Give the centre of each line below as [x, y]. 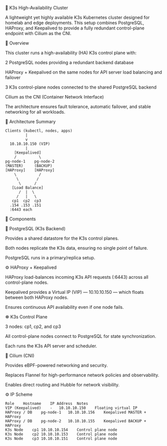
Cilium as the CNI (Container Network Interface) [54, 97]
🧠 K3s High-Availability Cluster [37, 8]
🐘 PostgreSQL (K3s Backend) [35, 229]
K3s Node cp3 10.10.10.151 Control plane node [61, 438]
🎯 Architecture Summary [30, 122]
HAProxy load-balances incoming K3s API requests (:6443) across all [77, 277]
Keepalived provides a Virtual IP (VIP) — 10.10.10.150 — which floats [74, 292]
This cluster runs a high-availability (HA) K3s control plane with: [71, 53]
